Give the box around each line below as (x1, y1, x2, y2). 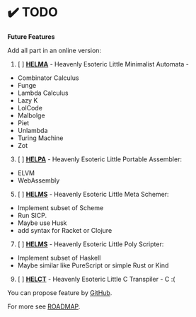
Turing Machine (17, 134, 64, 142)
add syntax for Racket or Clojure (17, 226, 113, 234)
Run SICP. (17, 211, 47, 219)
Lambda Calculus (17, 88, 69, 97)
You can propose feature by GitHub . (7, 288, 113, 296)
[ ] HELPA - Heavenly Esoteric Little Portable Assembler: (17, 155, 183, 163)
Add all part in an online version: (7, 46, 101, 54)
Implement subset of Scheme (17, 203, 104, 212)
